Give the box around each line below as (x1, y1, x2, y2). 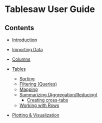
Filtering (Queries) (19, 81, 57, 87)
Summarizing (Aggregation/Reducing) (19, 92, 98, 97)
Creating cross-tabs (26, 97, 68, 103)
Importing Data (11, 47, 43, 52)
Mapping (19, 86, 38, 92)
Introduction (11, 37, 37, 43)
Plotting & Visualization (11, 112, 59, 118)
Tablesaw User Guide (4, 4, 95, 15)
